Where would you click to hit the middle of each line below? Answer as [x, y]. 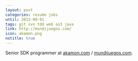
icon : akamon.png [24, 34]
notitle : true [20, 39]
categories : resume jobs [32, 15]
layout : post [19, 10]
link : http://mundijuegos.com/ [38, 29]
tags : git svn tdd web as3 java [39, 24]
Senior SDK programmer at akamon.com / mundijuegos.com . [69, 53]
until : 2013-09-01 [25, 19]
